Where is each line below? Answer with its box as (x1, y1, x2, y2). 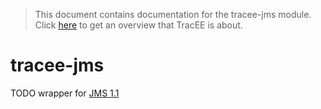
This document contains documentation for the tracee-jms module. (34, 9, 312, 20)
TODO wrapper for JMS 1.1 (10, 87, 120, 99)
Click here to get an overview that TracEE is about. (34, 19, 243, 31)
